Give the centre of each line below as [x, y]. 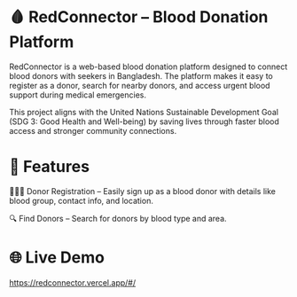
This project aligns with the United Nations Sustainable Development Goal [144, 112]
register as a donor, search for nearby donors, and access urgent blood [140, 85]
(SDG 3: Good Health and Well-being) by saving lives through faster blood [144, 121]
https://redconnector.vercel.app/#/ [72, 282]
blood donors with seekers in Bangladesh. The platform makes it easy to [141, 75]
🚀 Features [50, 167]
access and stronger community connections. [93, 130]
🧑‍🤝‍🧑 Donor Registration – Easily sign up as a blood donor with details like [143, 191]
